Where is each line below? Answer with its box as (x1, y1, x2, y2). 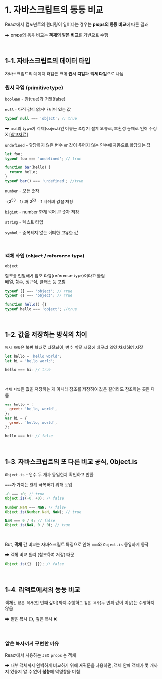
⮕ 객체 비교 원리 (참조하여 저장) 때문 (5, 552, 75, 558)
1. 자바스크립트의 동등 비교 (5, 4, 103, 16)
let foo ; (5, 151, 23, 156)
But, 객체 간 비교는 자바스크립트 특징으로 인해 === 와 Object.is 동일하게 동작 (5, 541, 149, 548)
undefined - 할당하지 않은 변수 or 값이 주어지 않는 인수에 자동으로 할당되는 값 (5, 142, 151, 147)
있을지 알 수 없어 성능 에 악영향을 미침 (10, 669, 80, 675)
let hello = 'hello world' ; (5, 354, 62, 359)
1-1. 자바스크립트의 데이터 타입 (5, 57, 91, 65)
